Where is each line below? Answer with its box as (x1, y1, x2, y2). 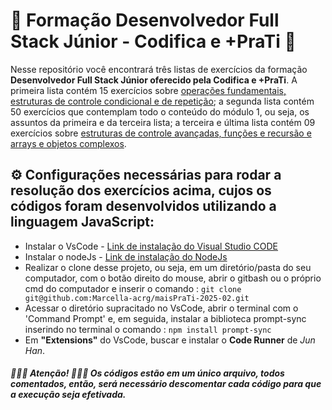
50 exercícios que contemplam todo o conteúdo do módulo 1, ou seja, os (10, 105, 310, 118)
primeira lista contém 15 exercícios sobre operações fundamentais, (10, 84, 287, 96)
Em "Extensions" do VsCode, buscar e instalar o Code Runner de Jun (24, 334, 316, 346)
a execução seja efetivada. (10, 389, 127, 401)
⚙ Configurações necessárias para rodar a (10, 167, 282, 184)
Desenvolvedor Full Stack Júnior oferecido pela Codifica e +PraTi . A (10, 74, 298, 86)
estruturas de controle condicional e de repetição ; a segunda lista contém (10, 95, 315, 107)
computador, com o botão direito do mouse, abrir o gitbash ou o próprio (24, 272, 322, 284)
